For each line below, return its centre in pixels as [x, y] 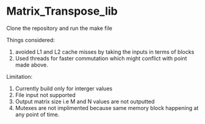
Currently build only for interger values [64, 88]
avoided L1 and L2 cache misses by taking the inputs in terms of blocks [105, 52]
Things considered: [31, 40]
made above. [31, 65]
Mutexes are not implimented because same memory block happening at [107, 108]
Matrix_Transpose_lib [62, 11]
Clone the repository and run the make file [59, 28]
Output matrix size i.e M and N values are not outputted [85, 101]
